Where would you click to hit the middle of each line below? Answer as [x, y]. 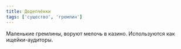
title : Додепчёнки [28, 11]
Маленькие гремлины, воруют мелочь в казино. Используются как [90, 33]
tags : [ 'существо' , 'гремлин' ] [44, 17]
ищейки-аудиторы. [30, 40]
